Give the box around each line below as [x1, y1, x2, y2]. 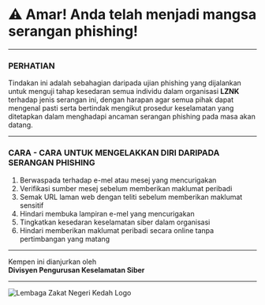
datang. [8, 120, 33, 130]
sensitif [19, 200, 44, 210]
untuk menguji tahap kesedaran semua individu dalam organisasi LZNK [8, 87, 240, 96]
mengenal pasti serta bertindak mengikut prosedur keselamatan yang [8, 104, 234, 113]
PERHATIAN [8, 60, 55, 71]
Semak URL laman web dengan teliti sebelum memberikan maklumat [19, 192, 243, 201]
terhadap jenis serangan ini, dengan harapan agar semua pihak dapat [8, 95, 234, 104]
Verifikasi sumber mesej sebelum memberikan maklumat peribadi [19, 183, 233, 193]
